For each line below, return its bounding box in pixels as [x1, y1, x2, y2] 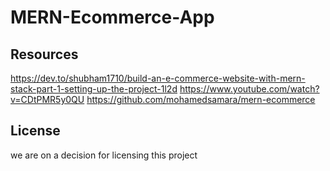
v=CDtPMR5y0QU [10, 94, 85, 105]
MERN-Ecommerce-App [10, 6, 215, 29]
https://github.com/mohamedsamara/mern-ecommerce [86, 94, 316, 105]
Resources [10, 46, 79, 63]
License [10, 122, 61, 140]
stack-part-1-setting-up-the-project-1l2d [10, 83, 178, 95]
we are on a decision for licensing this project [10, 149, 198, 161]
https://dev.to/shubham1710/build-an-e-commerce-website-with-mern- [10, 72, 306, 84]
